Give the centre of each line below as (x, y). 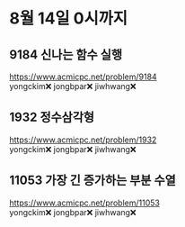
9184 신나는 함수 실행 (66, 54)
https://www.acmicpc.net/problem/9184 (83, 77)
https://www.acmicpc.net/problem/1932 (83, 140)
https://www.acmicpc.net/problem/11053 (84, 203)
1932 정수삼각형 (52, 118)
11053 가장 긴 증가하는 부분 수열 (93, 181)
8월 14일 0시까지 (69, 18)
